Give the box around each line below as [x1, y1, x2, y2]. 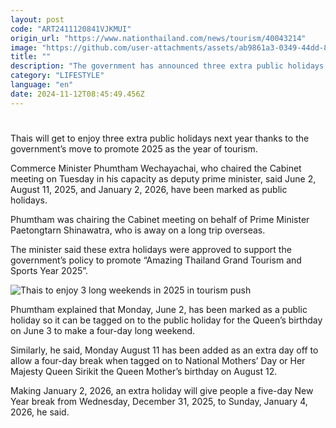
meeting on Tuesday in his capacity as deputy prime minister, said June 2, [10, 172, 317, 185]
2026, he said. [10, 406, 70, 418]
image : [10, 42, 38, 53]
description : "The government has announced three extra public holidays [10, 61, 325, 71]
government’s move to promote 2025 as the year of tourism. [10, 142, 258, 155]
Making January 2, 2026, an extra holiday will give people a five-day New [10, 384, 314, 396]
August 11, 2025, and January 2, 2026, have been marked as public [10, 183, 288, 195]
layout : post [10, 14, 65, 25]
